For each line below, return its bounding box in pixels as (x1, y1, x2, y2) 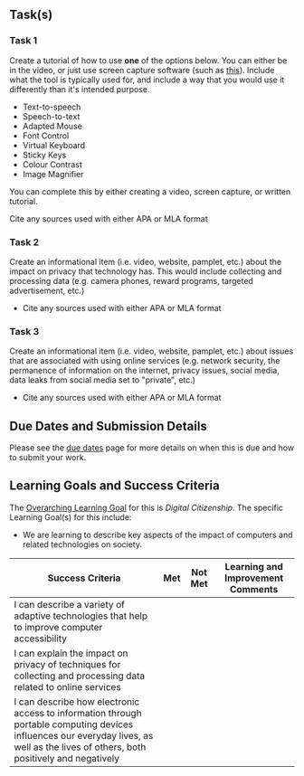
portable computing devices (14, 718, 134, 731)
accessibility (14, 632, 68, 645)
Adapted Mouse (22, 120, 83, 131)
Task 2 (9, 235, 40, 248)
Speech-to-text (22, 110, 81, 121)
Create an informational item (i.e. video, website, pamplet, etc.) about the (9, 256, 282, 267)
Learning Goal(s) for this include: (9, 511, 132, 523)
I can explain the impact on (14, 647, 128, 659)
